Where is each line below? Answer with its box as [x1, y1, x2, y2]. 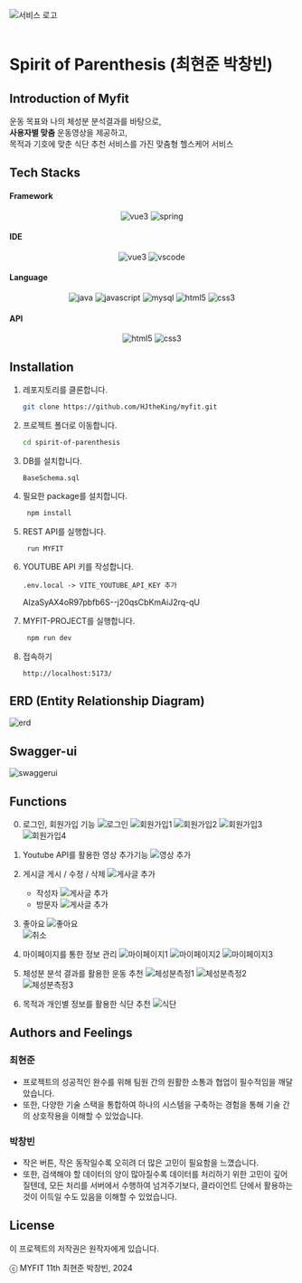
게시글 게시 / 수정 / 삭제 [22, 868, 106, 879]
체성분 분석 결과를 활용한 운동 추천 [22, 967, 144, 978]
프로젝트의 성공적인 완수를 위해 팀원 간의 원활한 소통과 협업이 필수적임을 [22, 1076, 277, 1087]
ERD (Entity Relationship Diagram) [9, 693, 205, 709]
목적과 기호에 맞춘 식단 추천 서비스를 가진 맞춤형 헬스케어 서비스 [9, 138, 234, 149]
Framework [9, 190, 53, 201]
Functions [9, 794, 68, 809]
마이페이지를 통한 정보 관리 [22, 948, 118, 959]
